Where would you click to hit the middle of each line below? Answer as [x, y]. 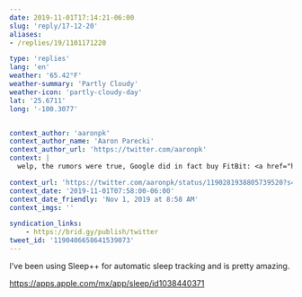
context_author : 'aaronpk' [60, 133]
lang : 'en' [30, 67]
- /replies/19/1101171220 [58, 43]
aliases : [26, 34]
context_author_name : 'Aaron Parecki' [82, 141]
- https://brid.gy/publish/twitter [92, 232]
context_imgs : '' [42, 207]
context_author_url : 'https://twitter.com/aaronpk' [108, 150]
